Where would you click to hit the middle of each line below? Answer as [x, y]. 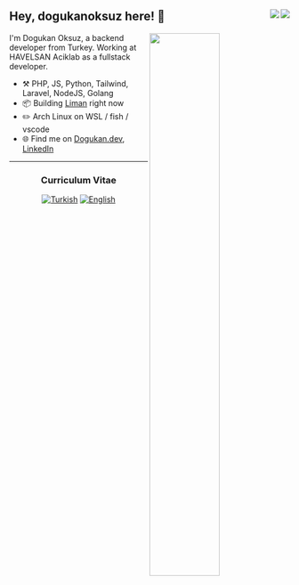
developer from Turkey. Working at [73, 47]
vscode [36, 129]
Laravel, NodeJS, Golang [68, 93]
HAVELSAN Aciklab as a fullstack [70, 57]
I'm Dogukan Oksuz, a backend [67, 37]
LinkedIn [38, 149]
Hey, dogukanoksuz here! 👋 [87, 16]
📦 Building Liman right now [73, 102]
